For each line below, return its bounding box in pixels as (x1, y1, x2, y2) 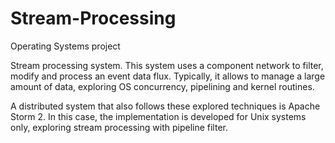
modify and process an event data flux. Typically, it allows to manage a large (10, 70, 326, 82)
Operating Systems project (10, 40, 121, 52)
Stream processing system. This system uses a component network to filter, (10, 59, 324, 71)
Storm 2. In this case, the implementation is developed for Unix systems (10, 110, 307, 122)
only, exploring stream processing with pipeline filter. (10, 121, 228, 133)
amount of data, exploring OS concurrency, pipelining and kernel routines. (10, 80, 315, 92)
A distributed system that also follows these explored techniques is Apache (10, 100, 321, 112)
